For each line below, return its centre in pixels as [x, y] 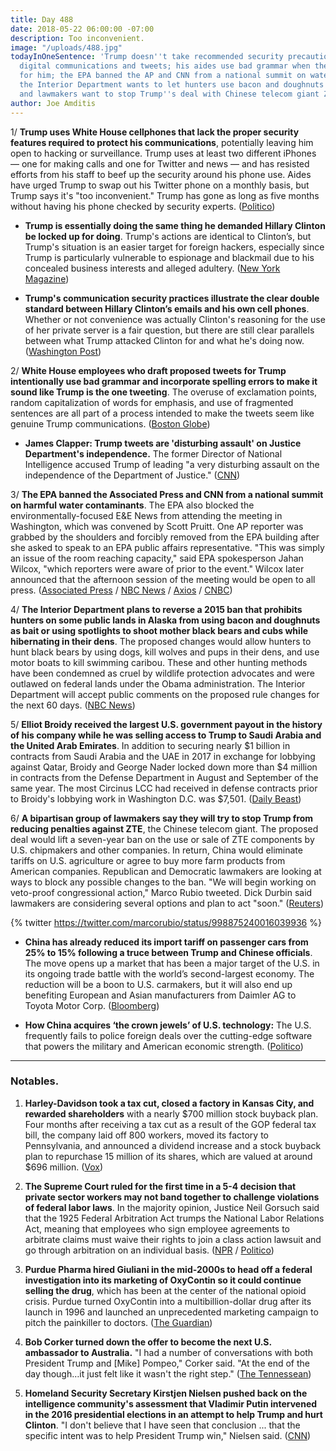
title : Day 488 [42, 19]
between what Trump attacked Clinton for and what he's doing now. [164, 340]
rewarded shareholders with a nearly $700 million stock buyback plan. [171, 1113]
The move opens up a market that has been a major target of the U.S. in [172, 963]
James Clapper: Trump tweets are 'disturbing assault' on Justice [163, 443]
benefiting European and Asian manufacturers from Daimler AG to [160, 995]
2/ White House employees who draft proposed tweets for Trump [148, 370]
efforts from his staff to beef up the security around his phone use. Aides [161, 174]
